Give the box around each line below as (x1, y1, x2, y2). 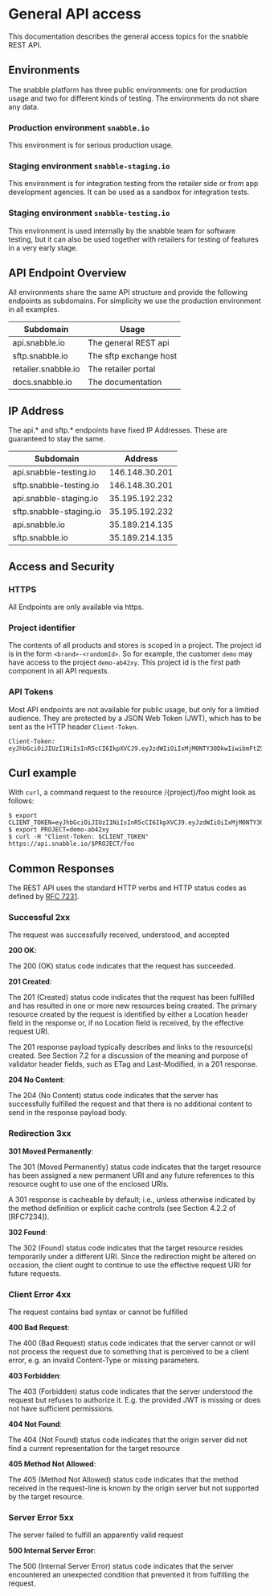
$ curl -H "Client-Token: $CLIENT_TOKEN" (8, 833, 149, 841)
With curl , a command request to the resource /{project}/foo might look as (8, 787, 256, 798)
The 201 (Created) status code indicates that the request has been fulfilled (8, 993, 255, 1002)
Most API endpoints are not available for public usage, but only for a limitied (8, 704, 260, 714)
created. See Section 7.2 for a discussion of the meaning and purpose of (8, 1051, 248, 1060)
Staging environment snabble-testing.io (8, 207, 170, 218)
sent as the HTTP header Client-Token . (8, 722, 139, 732)
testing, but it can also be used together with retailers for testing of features (8, 234, 259, 244)
